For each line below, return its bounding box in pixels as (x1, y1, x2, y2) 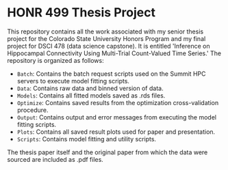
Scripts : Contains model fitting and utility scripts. (16, 134, 156, 143)
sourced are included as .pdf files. (7, 155, 104, 163)
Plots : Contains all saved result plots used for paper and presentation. (16, 128, 216, 136)
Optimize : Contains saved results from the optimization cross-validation (16, 98, 219, 107)
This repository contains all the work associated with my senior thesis (7, 27, 204, 36)
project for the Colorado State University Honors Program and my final (7, 34, 206, 42)
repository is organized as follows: (7, 56, 104, 64)
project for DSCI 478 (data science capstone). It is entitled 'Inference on (7, 42, 210, 50)
